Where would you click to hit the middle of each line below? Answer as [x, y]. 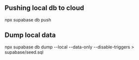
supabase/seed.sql [24, 52]
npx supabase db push [28, 20]
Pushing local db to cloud [45, 8]
